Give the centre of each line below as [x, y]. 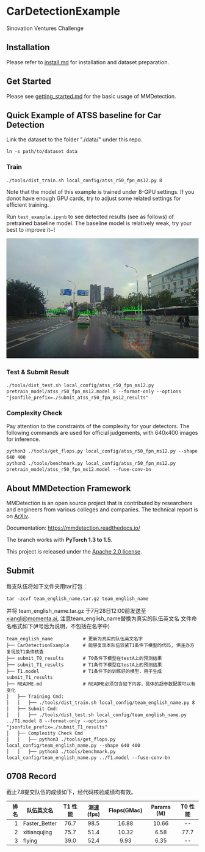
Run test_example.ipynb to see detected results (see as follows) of [90, 217]
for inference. [23, 439]
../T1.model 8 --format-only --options [57, 721]
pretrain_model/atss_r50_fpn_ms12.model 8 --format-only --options [94, 391]
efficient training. [28, 205]
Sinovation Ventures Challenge [45, 28]
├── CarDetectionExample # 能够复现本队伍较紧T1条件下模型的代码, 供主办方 [101, 645]
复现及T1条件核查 [25, 652]
